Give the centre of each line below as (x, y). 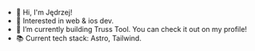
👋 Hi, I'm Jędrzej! (44, 12)
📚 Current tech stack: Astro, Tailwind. (79, 38)
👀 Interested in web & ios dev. (65, 21)
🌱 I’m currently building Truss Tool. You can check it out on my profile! (131, 29)
